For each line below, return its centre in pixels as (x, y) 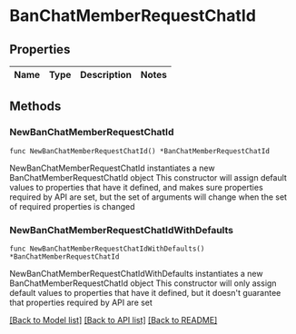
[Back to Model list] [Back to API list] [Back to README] (113, 319)
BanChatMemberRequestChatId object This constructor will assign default (148, 177)
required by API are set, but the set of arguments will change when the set (148, 197)
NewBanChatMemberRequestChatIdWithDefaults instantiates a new (136, 273)
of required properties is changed (72, 206)
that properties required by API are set (81, 302)
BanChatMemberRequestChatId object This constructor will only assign (143, 283)
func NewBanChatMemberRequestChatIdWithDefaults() (107, 249)
